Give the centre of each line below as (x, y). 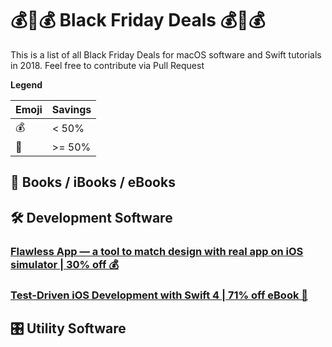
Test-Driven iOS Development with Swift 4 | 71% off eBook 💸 (159, 295)
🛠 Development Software (91, 217)
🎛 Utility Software (68, 328)
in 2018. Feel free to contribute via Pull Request (107, 65)
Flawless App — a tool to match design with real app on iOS (157, 251)
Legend (26, 84)
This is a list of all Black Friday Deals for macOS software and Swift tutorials (166, 54)
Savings (71, 109)
